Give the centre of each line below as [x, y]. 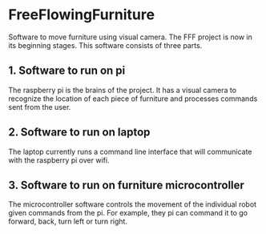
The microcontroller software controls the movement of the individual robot [133, 204]
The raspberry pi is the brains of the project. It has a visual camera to [123, 90]
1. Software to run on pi [67, 71]
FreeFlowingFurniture [81, 15]
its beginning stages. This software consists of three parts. [105, 45]
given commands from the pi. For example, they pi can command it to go [128, 213]
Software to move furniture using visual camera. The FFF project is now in [130, 37]
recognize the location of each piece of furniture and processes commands [133, 99]
